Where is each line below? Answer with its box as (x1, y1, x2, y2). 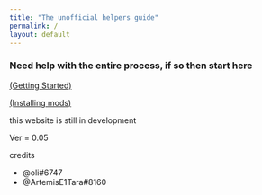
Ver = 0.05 (9, 132, 49, 143)
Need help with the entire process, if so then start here (9, 59, 253, 72)
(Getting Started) (9, 80, 72, 91)
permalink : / (9, 22, 59, 31)
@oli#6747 (22, 167, 63, 178)
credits (9, 149, 35, 160)
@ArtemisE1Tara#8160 (22, 176, 106, 187)
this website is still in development (9, 114, 137, 126)
